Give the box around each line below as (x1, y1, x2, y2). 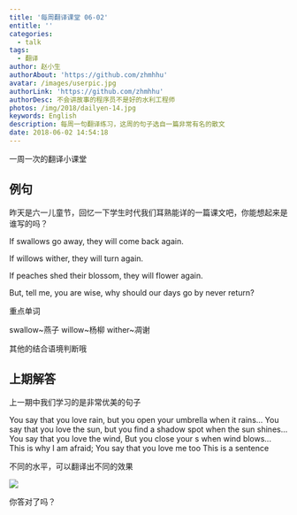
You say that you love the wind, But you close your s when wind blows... (9, 433, 272, 443)
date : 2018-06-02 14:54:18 (9, 128, 109, 137)
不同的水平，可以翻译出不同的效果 (9, 461, 133, 472)
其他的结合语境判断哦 (9, 342, 87, 354)
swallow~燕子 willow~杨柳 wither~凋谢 (9, 324, 150, 334)
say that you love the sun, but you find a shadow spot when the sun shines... (9, 424, 288, 434)
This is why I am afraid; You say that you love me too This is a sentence (9, 442, 270, 453)
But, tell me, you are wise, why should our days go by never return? (9, 287, 255, 297)
